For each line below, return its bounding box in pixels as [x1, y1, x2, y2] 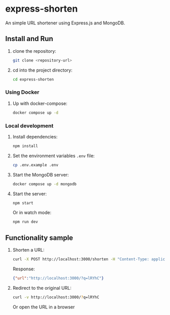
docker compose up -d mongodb [12, 181, 77, 187]
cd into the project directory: [12, 67, 73, 73]
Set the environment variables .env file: [12, 153, 95, 159]
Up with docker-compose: [12, 100, 67, 107]
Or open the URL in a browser [12, 304, 75, 310]
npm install [12, 143, 38, 149]
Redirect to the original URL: [12, 285, 72, 291]
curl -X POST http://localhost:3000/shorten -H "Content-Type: [12, 257, 150, 262]
